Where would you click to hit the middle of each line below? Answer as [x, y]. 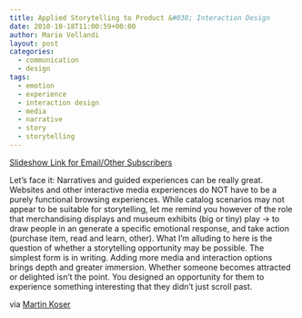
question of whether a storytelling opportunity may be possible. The [137, 248]
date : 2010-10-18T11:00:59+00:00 [73, 26]
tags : [20, 77]
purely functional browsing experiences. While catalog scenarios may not [147, 199]
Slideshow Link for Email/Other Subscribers [91, 162]
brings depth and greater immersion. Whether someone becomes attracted [150, 267]
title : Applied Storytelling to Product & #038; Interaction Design [140, 18]
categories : [32, 52]
